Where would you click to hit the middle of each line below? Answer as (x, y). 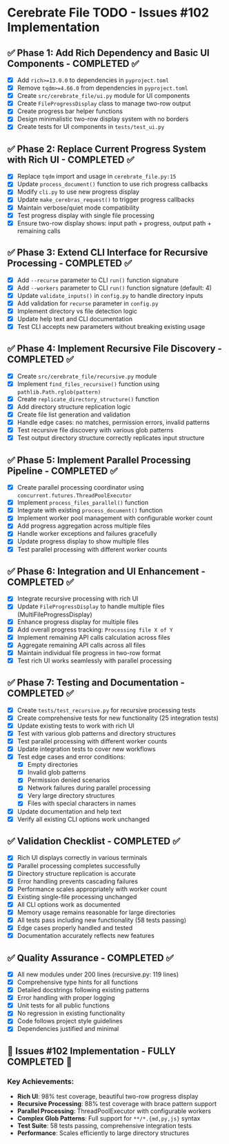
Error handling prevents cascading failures (77, 881)
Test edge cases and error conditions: (71, 757)
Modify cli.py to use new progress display (78, 192)
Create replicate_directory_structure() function (88, 399)
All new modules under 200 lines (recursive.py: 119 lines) (98, 974)
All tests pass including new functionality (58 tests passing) (102, 920)
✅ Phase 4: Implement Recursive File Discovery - (114, 349)
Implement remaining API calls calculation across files (93, 637)
